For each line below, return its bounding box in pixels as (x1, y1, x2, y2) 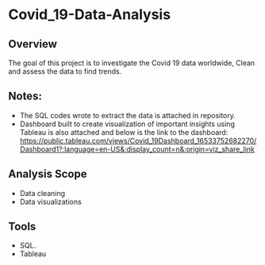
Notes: (8, 90, 42, 103)
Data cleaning (19, 188, 66, 198)
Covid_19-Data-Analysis (8, 6, 171, 24)
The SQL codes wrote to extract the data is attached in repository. (19, 110, 236, 120)
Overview (8, 37, 58, 51)
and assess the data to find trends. (8, 67, 122, 76)
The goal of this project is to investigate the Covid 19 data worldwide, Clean (8, 58, 255, 67)
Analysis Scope (8, 167, 87, 181)
